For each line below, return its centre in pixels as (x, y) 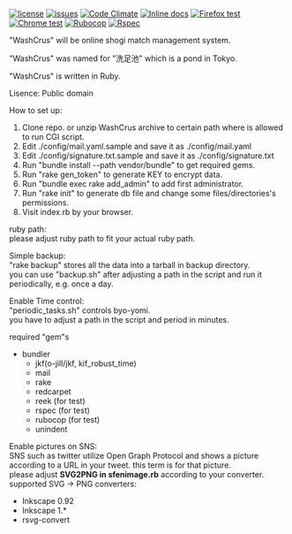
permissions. (45, 202)
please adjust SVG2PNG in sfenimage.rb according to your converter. (137, 474)
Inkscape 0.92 (48, 501)
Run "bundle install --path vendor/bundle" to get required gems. (139, 165)
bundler (36, 354)
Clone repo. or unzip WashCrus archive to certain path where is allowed (153, 127)
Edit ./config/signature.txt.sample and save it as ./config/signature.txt (148, 156)
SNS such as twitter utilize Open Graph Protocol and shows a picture (134, 456)
